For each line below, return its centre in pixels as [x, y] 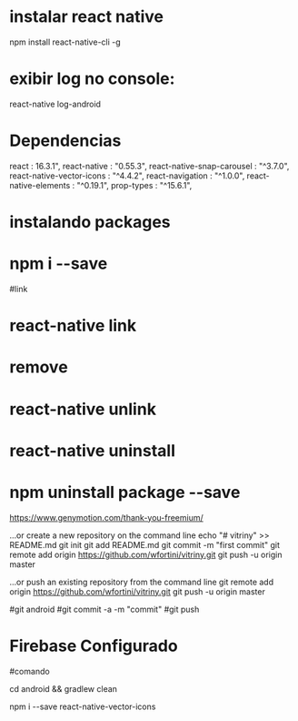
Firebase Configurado [94, 646]
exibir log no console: [92, 79]
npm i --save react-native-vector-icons [83, 706]
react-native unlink [83, 409]
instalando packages [90, 222]
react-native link [73, 326]
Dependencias [65, 141]
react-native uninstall [92, 450]
